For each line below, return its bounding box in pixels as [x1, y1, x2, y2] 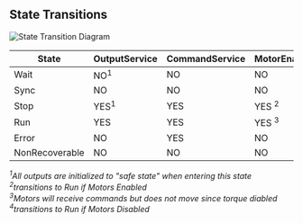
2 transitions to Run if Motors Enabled [9, 180, 147, 192]
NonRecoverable [14, 146, 85, 158]
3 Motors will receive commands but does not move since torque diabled [9, 192, 278, 203]
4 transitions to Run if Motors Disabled [9, 202, 151, 215]
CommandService [166, 52, 246, 65]
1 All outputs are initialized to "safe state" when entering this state [9, 169, 252, 182]
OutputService [93, 52, 158, 65]
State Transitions [9, 7, 108, 22]
